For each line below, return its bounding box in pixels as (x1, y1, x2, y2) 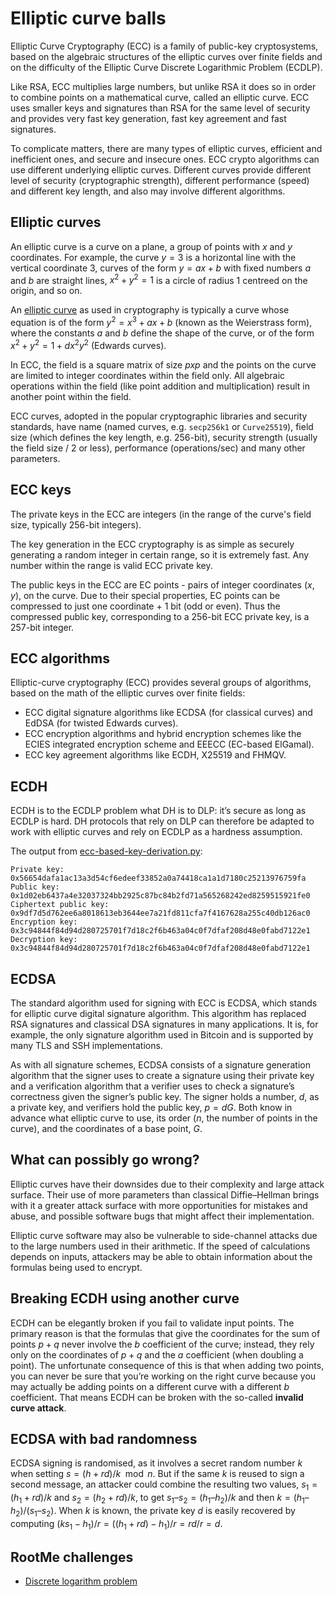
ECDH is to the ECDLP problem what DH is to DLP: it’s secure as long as (10, 805, 307, 817)
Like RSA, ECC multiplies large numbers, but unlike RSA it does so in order (10, 80, 317, 92)
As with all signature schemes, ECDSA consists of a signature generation (10, 1058, 312, 1071)
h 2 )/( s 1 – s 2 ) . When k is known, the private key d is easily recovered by (10, 1505, 296, 1519)
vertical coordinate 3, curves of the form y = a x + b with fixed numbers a (10, 262, 312, 274)
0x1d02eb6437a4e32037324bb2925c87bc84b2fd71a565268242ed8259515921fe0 (10, 891, 311, 901)
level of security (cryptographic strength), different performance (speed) (10, 174, 310, 186)
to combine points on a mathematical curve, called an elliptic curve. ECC (10, 91, 310, 103)
